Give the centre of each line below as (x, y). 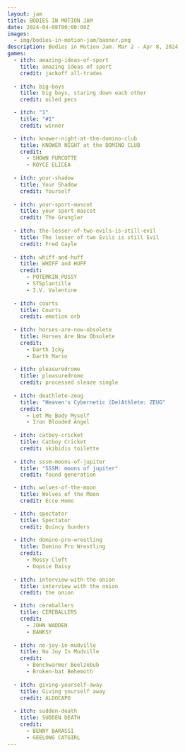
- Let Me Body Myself (58, 416)
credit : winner (42, 126)
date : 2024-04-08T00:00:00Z (49, 27)
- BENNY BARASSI (50, 731)
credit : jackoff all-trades (61, 73)
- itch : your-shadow (44, 178)
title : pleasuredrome (52, 376)
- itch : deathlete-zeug (48, 396)
